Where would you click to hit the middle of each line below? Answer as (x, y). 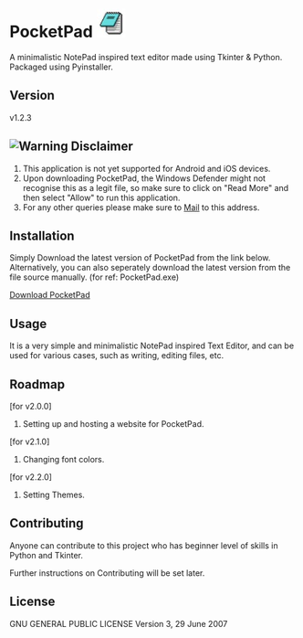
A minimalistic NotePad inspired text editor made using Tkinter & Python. (146, 57)
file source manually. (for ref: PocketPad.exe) (94, 277)
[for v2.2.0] (31, 477)
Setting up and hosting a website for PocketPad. (113, 424)
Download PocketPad (50, 295)
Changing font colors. (63, 459)
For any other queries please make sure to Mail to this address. (141, 207)
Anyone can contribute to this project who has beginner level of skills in (144, 545)
